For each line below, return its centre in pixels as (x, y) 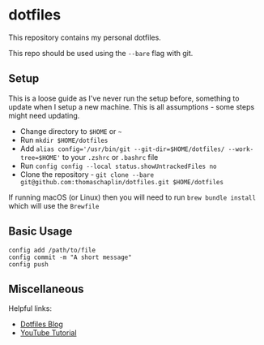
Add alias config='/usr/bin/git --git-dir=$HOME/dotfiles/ (122, 149)
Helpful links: (30, 308)
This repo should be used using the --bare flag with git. (101, 53)
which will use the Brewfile (54, 205)
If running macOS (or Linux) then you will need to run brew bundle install (132, 197)
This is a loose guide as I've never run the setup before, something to (124, 98)
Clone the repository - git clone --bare (87, 174)
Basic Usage (40, 232)
